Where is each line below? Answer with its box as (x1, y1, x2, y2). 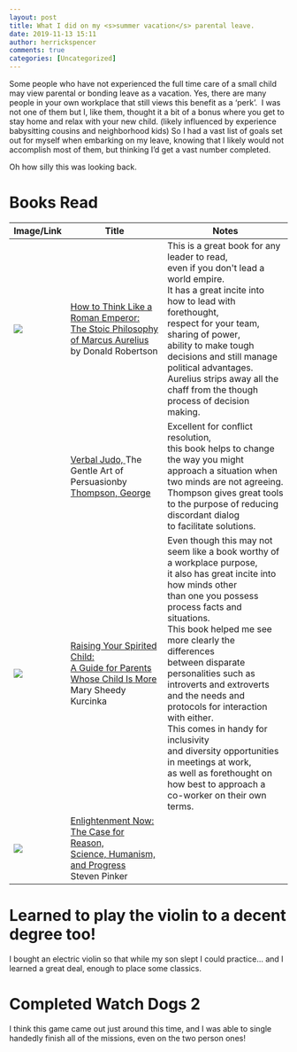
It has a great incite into (167, 284, 265, 296)
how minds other (167, 578, 237, 590)
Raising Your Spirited (70, 639, 157, 651)
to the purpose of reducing (167, 497, 278, 510)
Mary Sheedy (70, 683, 126, 696)
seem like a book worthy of (167, 545, 280, 557)
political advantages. (167, 361, 254, 373)
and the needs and (167, 689, 245, 701)
